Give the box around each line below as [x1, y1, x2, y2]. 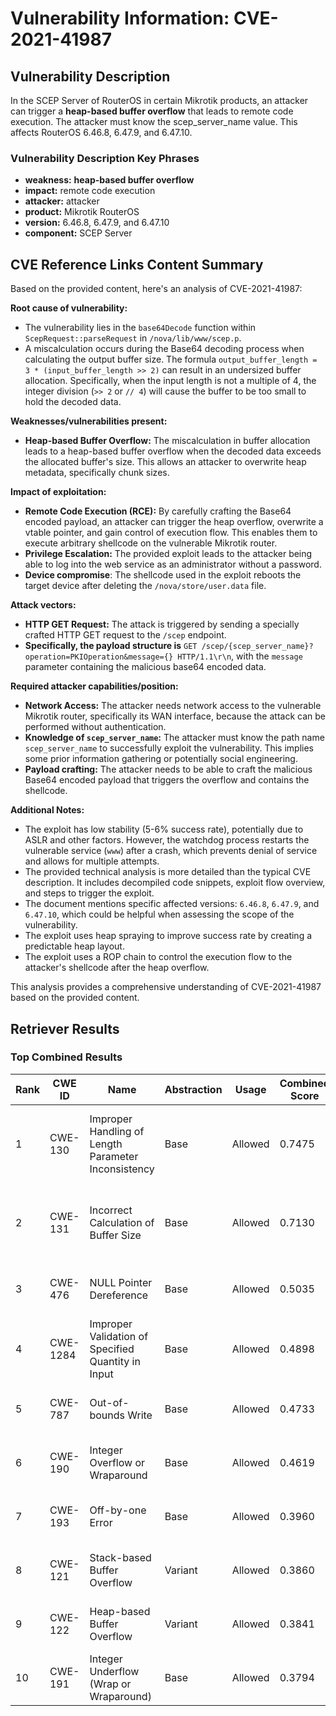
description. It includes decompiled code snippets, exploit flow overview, [24, 877, 326, 889]
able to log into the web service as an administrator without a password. [24, 558, 322, 571]
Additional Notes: [10, 804, 85, 816]
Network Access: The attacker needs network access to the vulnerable [24, 700, 322, 712]
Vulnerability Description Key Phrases [10, 151, 200, 165]
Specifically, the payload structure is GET [24, 640, 198, 652]
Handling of [89, 1124, 145, 1138]
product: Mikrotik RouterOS [24, 206, 140, 218]
